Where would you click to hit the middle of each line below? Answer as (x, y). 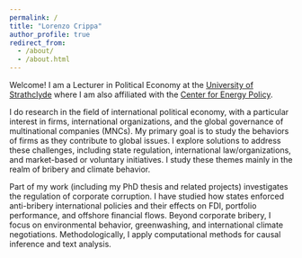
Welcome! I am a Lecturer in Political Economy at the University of (132, 85)
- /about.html (44, 59)
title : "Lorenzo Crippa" (56, 26)
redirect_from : (38, 43)
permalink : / (34, 18)
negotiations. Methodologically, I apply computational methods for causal (145, 234)
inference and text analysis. (61, 244)
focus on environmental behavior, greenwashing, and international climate (147, 225)
